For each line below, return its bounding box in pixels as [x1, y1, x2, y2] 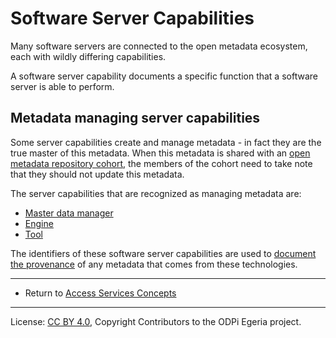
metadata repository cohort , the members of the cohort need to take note [10, 157, 313, 169]
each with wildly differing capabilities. [10, 50, 167, 62]
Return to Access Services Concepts [24, 287, 177, 299]
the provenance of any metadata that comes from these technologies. [10, 258, 298, 270]
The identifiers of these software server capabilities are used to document [10, 247, 317, 259]
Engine [24, 217, 54, 229]
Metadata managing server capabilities [10, 110, 261, 127]
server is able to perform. [10, 80, 115, 92]
